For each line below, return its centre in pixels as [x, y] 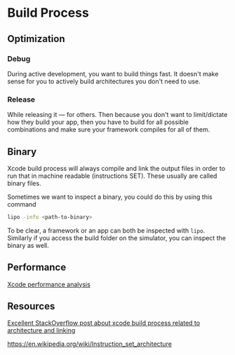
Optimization [36, 39]
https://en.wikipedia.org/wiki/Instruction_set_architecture [89, 344]
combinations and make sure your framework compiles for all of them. [109, 130]
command [22, 204]
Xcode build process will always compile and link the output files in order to [116, 168]
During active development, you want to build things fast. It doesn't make [113, 74]
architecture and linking [41, 330]
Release [21, 99]
